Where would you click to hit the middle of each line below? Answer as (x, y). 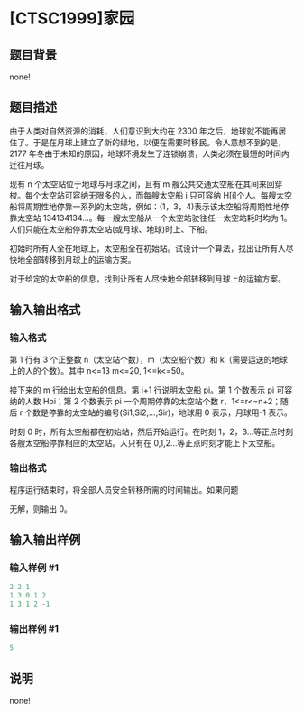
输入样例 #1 (34, 568)
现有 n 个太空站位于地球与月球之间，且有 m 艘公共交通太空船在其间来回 (142, 184)
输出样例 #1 (34, 629)
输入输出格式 (45, 310)
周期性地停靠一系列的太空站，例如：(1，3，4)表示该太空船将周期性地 (153, 206)
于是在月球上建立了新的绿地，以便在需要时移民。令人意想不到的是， (159, 142)
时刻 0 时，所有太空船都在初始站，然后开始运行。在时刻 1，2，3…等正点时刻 (151, 431)
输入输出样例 (45, 540)
